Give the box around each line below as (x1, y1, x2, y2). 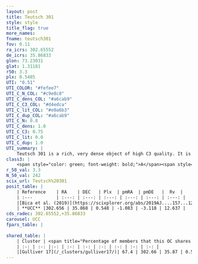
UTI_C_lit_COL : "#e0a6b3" (6, 107, 70, 113)
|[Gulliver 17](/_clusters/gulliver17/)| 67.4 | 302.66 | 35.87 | (16, 249, 183, 255)
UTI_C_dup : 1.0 (6, 139, 44, 146)
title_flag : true (6, 25, 49, 31)
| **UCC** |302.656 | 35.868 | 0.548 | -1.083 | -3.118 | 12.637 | (16, 205, 186, 212)
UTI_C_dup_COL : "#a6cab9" (6, 112, 70, 118)
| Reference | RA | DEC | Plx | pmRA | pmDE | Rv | (16, 189, 183, 195)
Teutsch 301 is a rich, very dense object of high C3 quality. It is (16, 151, 192, 156)
